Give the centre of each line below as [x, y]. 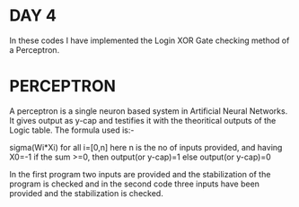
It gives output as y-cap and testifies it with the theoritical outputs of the [143, 120]
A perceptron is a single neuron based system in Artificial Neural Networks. [149, 111]
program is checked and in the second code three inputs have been [135, 184]
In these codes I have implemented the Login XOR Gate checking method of [149, 40]
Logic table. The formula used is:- [72, 130]
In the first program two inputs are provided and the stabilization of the [140, 174]
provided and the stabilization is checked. [86, 193]
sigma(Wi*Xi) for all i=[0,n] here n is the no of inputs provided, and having [146, 147]
